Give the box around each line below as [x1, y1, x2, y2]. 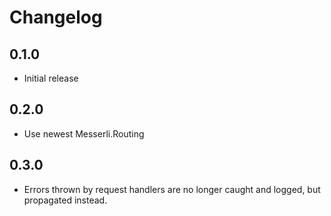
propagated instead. [23, 194, 108, 206]
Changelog [9, 6, 103, 29]
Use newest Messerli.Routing [23, 127, 145, 140]
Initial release [23, 72, 79, 84]
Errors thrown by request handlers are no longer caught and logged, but [23, 183, 321, 195]
